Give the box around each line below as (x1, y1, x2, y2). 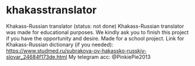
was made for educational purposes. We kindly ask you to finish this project (6, 28, 189, 35)
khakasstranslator (6, 3, 97, 17)
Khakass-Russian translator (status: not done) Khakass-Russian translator (6, 23, 184, 30)
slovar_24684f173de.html (6, 53, 67, 60)
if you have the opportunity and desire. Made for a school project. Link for (6, 35, 184, 42)
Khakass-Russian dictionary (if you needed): (6, 41, 114, 48)
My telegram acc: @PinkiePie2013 (68, 53, 151, 60)
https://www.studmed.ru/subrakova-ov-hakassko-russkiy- (6, 47, 147, 54)
